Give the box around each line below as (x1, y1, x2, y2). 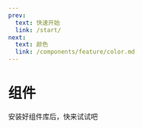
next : (8, 33, 26, 42)
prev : (8, 11, 26, 20)
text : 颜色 (15, 41, 49, 49)
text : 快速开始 (15, 19, 60, 27)
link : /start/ (15, 26, 61, 34)
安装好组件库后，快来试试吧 (8, 112, 98, 121)
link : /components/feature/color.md (15, 48, 135, 56)
